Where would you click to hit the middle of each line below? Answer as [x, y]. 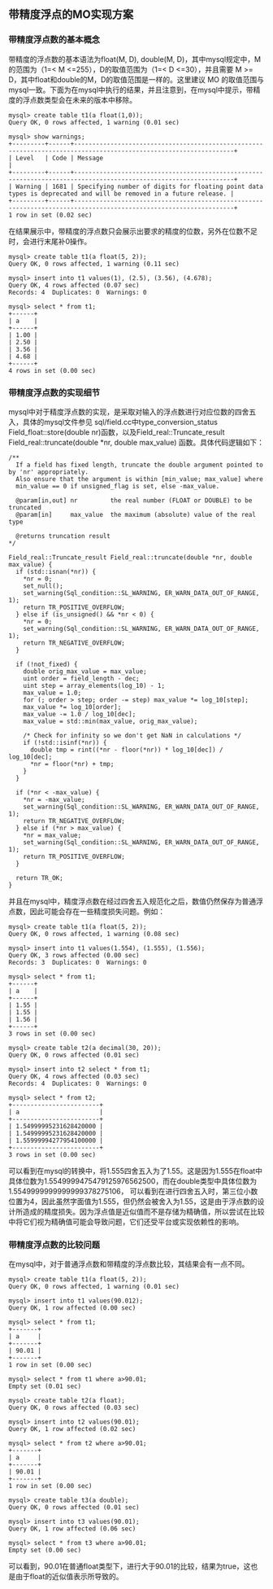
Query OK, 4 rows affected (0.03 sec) [74, 1076]
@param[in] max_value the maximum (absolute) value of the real [136, 514]
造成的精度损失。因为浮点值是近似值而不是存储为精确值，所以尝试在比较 [143, 1211]
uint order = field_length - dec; [81, 678]
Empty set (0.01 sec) [45, 1386]
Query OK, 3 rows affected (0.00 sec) [74, 955]
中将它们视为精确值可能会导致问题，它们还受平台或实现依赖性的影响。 [126, 1221]
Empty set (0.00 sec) [45, 1550]
